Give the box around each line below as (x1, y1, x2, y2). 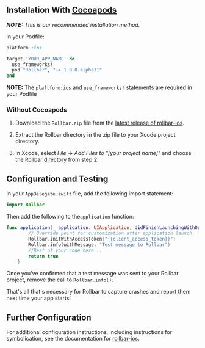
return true (28, 253, 59, 259)
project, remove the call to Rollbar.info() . (6, 276, 114, 283)
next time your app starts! (6, 294, 71, 302)
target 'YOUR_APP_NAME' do (6, 56, 75, 62)
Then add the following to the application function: (6, 213, 134, 220)
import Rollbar (6, 201, 45, 208)
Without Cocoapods (6, 106, 67, 114)
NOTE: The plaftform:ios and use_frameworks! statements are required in (6, 84, 192, 91)
